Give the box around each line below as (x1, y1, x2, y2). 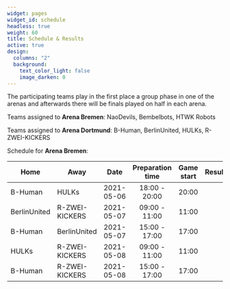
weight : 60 (7, 29, 38, 36)
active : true (7, 42, 44, 49)
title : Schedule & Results (7, 36, 84, 42)
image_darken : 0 (19, 73, 66, 81)
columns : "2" (13, 55, 51, 62)
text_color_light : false (19, 67, 90, 74)
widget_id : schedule (7, 16, 66, 23)
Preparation (132, 163, 172, 173)
